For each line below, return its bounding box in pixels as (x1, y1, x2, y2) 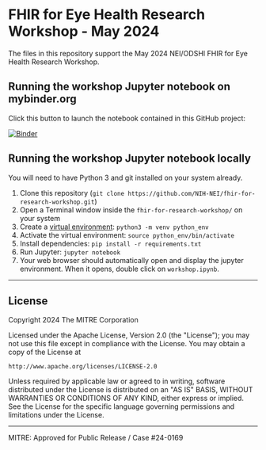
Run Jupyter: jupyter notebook (19, 247, 121, 257)
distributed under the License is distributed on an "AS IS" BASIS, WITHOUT (8, 385, 253, 395)
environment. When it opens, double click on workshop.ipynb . (19, 264, 219, 273)
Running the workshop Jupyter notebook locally (8, 152, 252, 166)
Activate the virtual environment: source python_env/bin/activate (19, 230, 235, 239)
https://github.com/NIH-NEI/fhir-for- (127, 189, 256, 197)
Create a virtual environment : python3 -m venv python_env (19, 222, 209, 231)
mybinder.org (8, 93, 77, 106)
